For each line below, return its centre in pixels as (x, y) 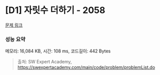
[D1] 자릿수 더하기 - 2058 (55, 10)
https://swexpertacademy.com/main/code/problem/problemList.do (86, 67)
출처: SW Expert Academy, (44, 62)
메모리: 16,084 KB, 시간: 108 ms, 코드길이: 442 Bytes (58, 51)
